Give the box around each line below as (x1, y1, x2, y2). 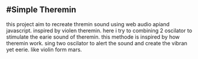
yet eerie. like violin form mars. (6, 46, 83, 53)
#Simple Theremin (6, 5, 77, 15)
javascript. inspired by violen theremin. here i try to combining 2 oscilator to (6, 27, 193, 34)
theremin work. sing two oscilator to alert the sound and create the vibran (6, 39, 187, 46)
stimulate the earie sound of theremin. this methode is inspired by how (6, 33, 180, 41)
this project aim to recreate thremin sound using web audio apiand (6, 20, 170, 27)
